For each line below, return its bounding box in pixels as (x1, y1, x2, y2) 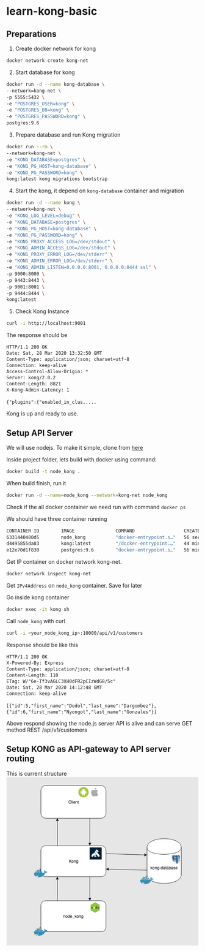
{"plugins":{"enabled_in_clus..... (6, 400, 97, 406)
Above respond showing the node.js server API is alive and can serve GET (6, 719, 193, 727)
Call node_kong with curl (6, 617, 65, 624)
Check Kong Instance (15, 308, 70, 315)
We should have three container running (6, 515, 107, 522)
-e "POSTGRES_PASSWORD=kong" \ (6, 113, 86, 120)
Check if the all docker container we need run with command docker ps (6, 503, 186, 510)
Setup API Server (6, 428, 73, 438)
